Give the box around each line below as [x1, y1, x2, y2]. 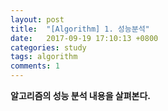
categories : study [10, 42, 87, 53]
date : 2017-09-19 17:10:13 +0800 [10, 33, 159, 43]
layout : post [10, 14, 65, 25]
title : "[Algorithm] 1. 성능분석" [10, 24, 150, 34]
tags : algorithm [10, 52, 78, 62]
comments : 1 [10, 61, 60, 71]
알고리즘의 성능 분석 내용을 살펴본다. [10, 90, 152, 101]
